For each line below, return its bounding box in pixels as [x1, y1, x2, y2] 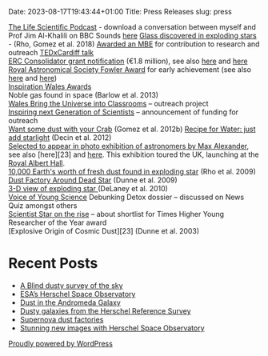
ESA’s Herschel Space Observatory [19, 289, 136, 298]
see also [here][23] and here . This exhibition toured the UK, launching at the [8, 150, 259, 159]
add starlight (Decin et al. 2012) [8, 133, 112, 142]
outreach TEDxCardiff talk [8, 48, 94, 57]
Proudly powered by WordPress [8, 338, 114, 348]
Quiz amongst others [8, 201, 78, 210]
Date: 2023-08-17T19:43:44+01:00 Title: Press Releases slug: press [8, 7, 232, 16]
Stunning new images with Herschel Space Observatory [19, 323, 205, 333]
